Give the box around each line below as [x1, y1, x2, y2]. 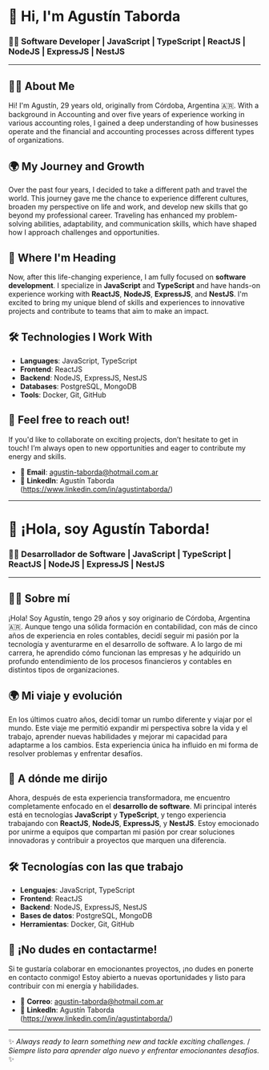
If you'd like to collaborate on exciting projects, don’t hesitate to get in [8, 434, 239, 444]
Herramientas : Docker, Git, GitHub [19, 919, 134, 930]
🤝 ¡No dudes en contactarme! [8, 942, 158, 956]
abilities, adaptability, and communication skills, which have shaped [34, 219, 258, 229]
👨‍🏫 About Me [8, 79, 75, 93]
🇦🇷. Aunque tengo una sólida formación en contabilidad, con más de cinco [8, 621, 258, 631]
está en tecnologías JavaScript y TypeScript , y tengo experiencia [8, 810, 227, 820]
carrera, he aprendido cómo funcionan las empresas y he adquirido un [8, 648, 242, 657]
